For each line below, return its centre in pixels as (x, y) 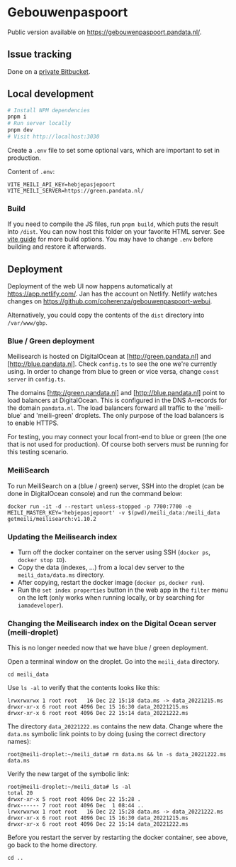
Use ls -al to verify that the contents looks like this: (84, 688)
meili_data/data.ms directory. (61, 575)
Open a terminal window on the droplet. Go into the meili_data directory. (113, 662)
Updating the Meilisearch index (62, 537)
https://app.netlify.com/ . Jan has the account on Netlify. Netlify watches (112, 294)
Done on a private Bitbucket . (49, 71)
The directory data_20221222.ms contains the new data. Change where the (115, 726)
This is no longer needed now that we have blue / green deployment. (108, 648)
